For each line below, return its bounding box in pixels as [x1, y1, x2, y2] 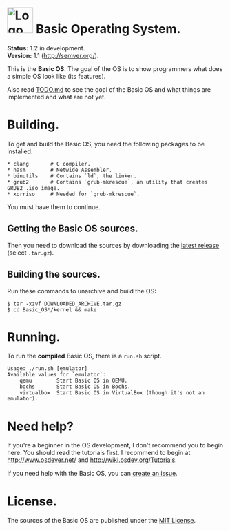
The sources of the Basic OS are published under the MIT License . [7, 516, 196, 525]
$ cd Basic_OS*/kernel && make [7, 306, 97, 313]
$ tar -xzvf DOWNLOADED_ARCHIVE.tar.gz [7, 300, 122, 307]
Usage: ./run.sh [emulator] [7, 365, 88, 372]
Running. [7, 329, 61, 345]
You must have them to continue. [7, 202, 101, 211]
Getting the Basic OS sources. [7, 223, 138, 235]
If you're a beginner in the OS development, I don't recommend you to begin [7, 441, 224, 450]
